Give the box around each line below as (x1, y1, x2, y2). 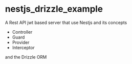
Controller (12, 29, 33, 35)
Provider (12, 39, 30, 45)
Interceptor (12, 44, 35, 50)
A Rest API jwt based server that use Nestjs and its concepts (5, 20, 127, 25)
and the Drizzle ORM (5, 54, 47, 60)
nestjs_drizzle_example (5, 3, 103, 15)
